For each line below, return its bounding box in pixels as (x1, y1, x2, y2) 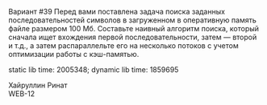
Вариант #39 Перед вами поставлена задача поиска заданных (8, 7, 226, 16)
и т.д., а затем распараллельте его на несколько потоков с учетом (8, 41, 240, 50)
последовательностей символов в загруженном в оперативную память (8, 15, 257, 25)
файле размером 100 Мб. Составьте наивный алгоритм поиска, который (8, 24, 260, 33)
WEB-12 (8, 89, 35, 99)
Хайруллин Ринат (8, 80, 68, 90)
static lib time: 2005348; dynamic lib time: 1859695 (8, 65, 179, 75)
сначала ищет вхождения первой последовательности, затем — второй (8, 32, 257, 42)
